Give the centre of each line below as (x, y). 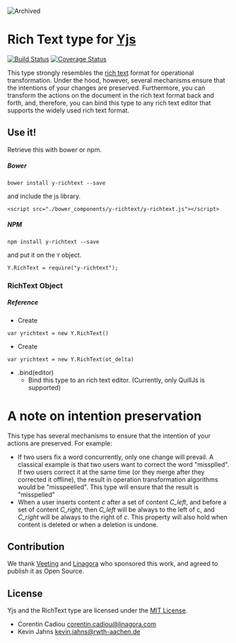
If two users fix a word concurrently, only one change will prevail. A (116, 457)
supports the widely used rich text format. (68, 110)
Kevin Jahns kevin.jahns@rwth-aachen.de (79, 632)
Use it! (22, 133)
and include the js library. (44, 196)
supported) (45, 387)
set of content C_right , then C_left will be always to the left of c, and (116, 509)
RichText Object (35, 285)
